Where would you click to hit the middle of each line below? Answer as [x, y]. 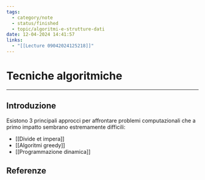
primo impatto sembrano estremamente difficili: [66, 127]
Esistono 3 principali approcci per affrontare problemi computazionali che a [101, 120]
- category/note [32, 18]
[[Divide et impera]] [40, 139]
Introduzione [31, 106]
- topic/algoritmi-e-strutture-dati [58, 29]
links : [15, 40]
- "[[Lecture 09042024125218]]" [53, 46]
